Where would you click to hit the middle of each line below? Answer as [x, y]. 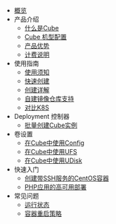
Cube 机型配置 [45, 37]
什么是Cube [41, 28]
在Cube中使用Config [54, 143]
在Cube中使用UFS [51, 152]
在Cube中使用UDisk [53, 160]
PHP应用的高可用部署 [55, 187]
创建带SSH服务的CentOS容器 [66, 178]
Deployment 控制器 [42, 116]
